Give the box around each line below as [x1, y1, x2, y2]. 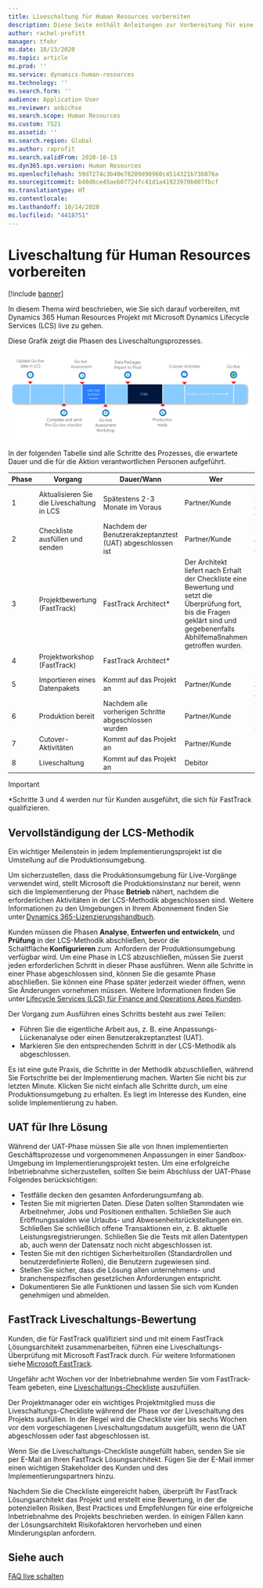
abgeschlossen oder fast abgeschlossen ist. [8, 1431, 151, 1440]
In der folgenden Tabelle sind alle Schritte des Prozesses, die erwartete [8, 448, 239, 458]
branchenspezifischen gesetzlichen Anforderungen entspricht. [19, 1273, 222, 1283]
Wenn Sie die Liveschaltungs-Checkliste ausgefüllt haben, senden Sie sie [8, 1446, 245, 1455]
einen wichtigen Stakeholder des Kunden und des [8, 1462, 168, 1472]
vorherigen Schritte [103, 707, 166, 717]
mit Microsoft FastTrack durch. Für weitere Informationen [52, 1350, 236, 1360]
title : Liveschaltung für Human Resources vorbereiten [8, 13, 191, 20]
